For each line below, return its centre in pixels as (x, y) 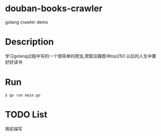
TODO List (26, 114)
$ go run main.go (23, 95)
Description (29, 42)
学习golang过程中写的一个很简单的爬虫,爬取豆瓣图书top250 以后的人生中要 (81, 56)
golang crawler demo (27, 22)
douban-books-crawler (54, 9)
